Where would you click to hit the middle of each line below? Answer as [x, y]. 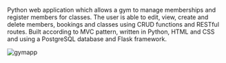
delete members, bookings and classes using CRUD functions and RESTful [113, 24]
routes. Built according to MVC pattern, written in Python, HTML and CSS [111, 32]
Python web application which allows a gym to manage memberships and [112, 10]
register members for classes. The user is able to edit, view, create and [108, 17]
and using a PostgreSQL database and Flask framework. [87, 39]
